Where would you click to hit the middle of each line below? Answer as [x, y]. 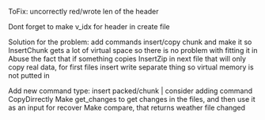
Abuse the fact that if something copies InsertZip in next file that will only [127, 59]
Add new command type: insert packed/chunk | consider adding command [131, 91]
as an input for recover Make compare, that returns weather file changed [127, 107]
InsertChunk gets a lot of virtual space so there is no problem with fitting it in [133, 50]
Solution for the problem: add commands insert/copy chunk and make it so [130, 42]
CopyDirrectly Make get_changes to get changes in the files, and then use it [132, 99]
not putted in [29, 75]
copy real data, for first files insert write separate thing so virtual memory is [131, 67]
